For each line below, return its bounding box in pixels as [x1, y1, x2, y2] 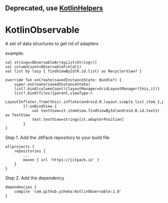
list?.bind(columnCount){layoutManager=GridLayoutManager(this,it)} [14, 86, 160, 92]
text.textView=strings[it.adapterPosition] [31, 117, 124, 122]
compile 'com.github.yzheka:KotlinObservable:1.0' [14, 189, 122, 194]
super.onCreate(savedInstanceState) [14, 82, 91, 87]
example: [5, 50, 24, 57]
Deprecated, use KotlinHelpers [5, 4, 103, 13]
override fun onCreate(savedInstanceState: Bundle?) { [5, 78, 122, 83]
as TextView [5, 113, 30, 118]
